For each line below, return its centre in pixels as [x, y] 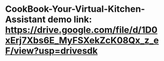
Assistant [25, 19]
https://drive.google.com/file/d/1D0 [82, 30]
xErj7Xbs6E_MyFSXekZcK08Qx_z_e [82, 41]
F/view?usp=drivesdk [52, 51]
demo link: [70, 19]
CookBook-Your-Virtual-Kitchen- [75, 9]
